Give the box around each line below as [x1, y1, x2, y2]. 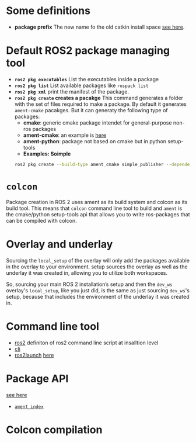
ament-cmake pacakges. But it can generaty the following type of [14, 106, 168, 113]
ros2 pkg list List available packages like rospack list [14, 82, 149, 89]
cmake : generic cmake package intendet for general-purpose [23, 119, 172, 126]
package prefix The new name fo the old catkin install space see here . [14, 23, 185, 30]
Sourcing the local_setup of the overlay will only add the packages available [6, 257, 190, 264]
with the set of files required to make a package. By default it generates [14, 101, 187, 108]
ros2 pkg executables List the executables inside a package [14, 75, 159, 82]
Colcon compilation [6, 423, 103, 436]
